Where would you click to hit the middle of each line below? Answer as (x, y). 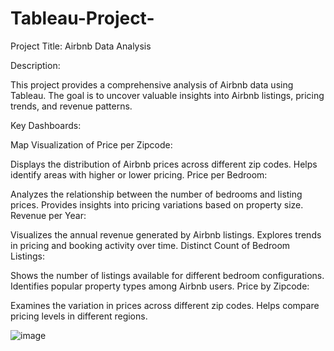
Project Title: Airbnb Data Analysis (81, 46)
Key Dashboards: (46, 125)
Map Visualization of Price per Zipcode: (91, 144)
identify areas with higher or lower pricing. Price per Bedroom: (139, 174)
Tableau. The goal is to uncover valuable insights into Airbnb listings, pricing (167, 95)
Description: (35, 65)
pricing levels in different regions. (79, 316)
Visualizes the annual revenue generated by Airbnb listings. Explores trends (166, 234)
